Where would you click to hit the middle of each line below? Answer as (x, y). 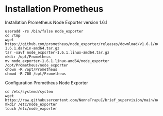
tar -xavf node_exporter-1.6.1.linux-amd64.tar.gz (57, 52)
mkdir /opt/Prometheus (28, 57)
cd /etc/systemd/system (29, 91)
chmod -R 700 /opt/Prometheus (36, 74)
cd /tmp (13, 35)
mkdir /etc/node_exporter (31, 104)
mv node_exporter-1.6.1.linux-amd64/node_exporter (57, 61)
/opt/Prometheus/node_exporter (37, 65)
